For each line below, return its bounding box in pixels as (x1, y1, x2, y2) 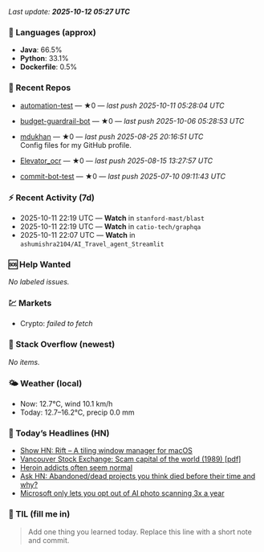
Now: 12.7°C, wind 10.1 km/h (19, 399, 113, 409)
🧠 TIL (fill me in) (8, 509, 71, 520)
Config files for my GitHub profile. (19, 140, 132, 149)
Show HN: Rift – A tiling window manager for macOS (19, 446, 193, 456)
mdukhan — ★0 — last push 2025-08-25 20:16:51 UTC (19, 132, 204, 141)
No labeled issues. (8, 277, 70, 287)
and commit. (27, 535, 70, 545)
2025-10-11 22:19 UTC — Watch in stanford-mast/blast (19, 213, 205, 223)
